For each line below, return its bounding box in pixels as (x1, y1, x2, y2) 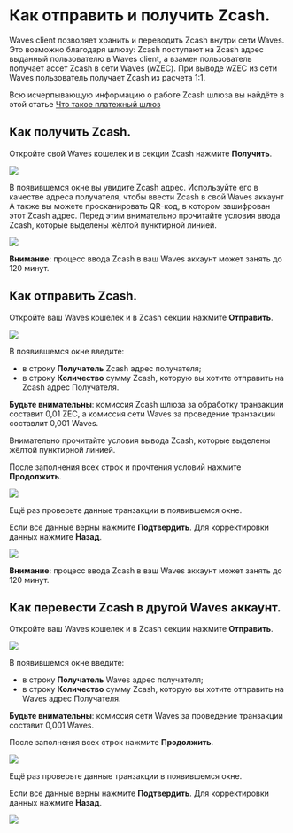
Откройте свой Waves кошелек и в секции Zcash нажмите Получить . (9, 148, 273, 159)
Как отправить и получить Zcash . (9, 5, 271, 26)
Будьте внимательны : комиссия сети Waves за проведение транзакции (9, 711, 283, 721)
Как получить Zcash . (9, 125, 131, 140)
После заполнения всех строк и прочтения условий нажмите (9, 462, 242, 472)
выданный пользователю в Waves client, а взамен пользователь (9, 53, 252, 64)
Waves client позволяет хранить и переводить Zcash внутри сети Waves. (9, 35, 285, 45)
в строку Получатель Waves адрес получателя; (21, 674, 204, 685)
